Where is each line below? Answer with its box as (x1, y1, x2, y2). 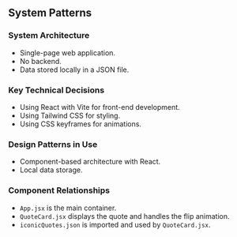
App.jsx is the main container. (19, 203, 117, 213)
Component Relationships (8, 185, 111, 196)
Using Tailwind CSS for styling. (19, 111, 121, 120)
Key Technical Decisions (8, 85, 105, 96)
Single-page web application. (19, 47, 116, 58)
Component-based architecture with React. (19, 157, 161, 167)
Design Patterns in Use (8, 138, 98, 149)
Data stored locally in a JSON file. (19, 65, 130, 74)
